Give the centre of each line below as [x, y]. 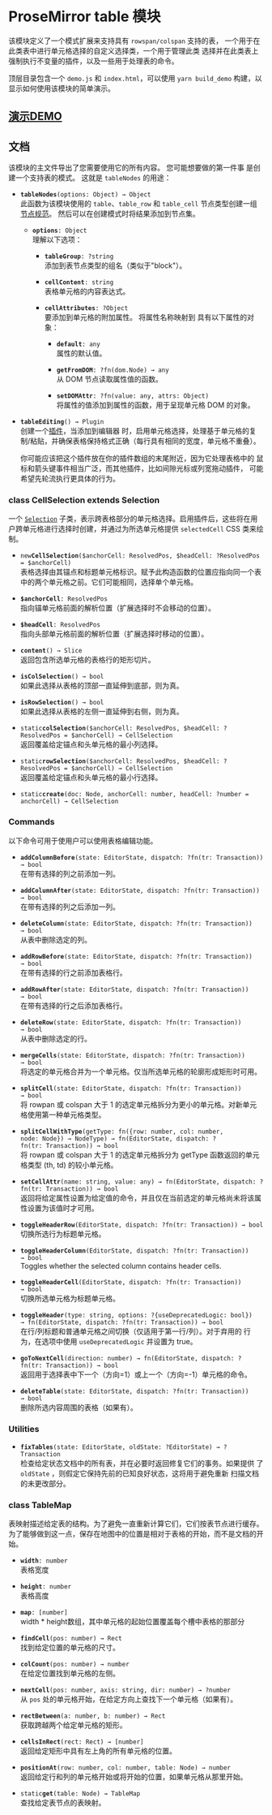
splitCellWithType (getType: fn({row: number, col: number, [122, 1132]
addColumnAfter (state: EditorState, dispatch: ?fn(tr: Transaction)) [140, 890]
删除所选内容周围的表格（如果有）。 [79, 1407]
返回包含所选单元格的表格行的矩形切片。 [87, 660]
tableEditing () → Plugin [62, 422]
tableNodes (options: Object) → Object [85, 195]
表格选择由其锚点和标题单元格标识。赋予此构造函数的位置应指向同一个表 [140, 572]
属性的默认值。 [81, 353]
